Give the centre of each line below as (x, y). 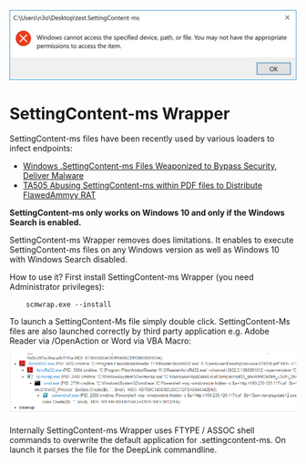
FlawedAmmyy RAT (59, 195)
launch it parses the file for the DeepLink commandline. (113, 449)
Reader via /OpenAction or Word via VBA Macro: (101, 341)
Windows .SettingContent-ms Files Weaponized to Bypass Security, (150, 166)
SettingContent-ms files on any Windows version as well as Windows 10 (144, 250)
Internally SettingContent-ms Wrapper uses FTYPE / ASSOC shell (132, 430)
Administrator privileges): (57, 287)
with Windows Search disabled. (68, 260)
